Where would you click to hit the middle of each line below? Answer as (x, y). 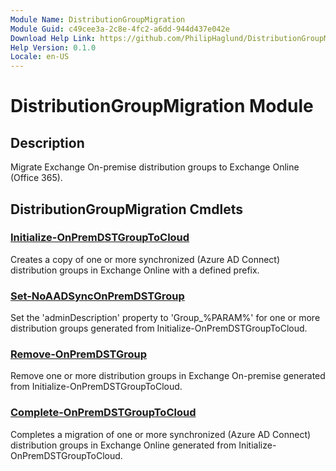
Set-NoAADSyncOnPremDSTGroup (97, 296)
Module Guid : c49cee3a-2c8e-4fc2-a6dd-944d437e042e (120, 29)
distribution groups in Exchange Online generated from (123, 445)
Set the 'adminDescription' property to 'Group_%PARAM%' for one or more (165, 318)
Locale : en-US (40, 57)
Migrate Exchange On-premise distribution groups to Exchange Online (155, 167)
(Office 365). (36, 178)
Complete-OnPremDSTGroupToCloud (103, 413)
